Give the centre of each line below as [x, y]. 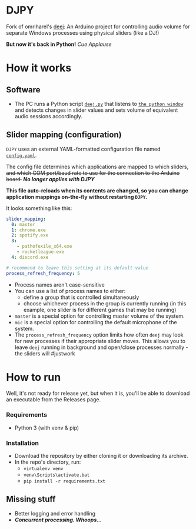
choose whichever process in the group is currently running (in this [105, 303]
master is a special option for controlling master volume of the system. [99, 316]
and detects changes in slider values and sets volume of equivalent [96, 110]
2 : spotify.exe [30, 235]
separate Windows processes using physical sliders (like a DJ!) [83, 32]
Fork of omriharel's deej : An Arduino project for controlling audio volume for [98, 26]
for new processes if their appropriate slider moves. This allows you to [100, 341]
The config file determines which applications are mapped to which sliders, [97, 167]
